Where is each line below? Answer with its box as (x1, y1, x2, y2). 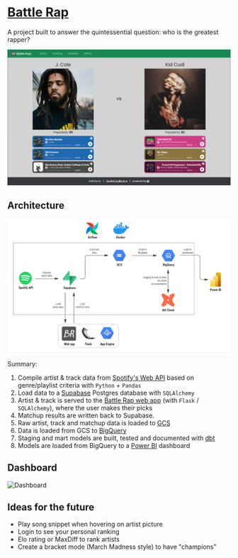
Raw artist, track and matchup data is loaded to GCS (17, 418, 171, 427)
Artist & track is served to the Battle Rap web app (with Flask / (17, 395, 200, 405)
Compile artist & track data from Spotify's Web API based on (17, 373, 195, 382)
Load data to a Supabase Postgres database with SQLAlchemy (17, 388, 195, 397)
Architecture (7, 199, 65, 212)
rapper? (7, 35, 30, 43)
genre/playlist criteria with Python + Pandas (17, 381, 142, 389)
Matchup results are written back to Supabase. (17, 411, 154, 420)
